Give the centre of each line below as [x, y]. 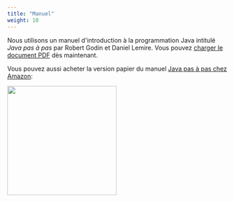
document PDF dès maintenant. [53, 55]
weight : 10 [23, 20]
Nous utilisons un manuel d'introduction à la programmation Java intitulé [111, 40]
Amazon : [20, 76]
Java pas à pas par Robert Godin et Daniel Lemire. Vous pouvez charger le [115, 48]
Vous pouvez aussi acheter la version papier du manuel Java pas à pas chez [117, 68]
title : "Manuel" [31, 14]
